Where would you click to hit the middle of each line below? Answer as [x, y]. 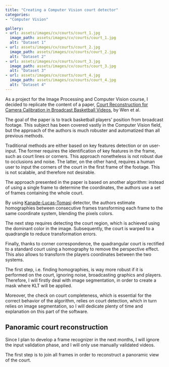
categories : [18, 15]
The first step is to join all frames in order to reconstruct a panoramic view [82, 354]
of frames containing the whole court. [44, 193]
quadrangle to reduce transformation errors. [51, 234]
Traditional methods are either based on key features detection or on [77, 145]
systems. [15, 259]
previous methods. [25, 136]
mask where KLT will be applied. [39, 285]
